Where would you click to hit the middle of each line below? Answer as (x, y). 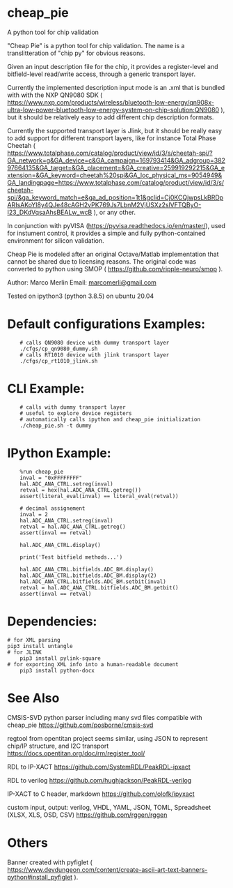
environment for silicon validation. (56, 240)
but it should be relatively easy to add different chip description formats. (111, 117)
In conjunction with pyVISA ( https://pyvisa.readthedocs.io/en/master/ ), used (116, 225)
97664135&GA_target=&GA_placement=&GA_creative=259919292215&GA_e (116, 167)
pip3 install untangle (40, 646)
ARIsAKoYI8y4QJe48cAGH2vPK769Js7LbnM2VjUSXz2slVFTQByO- (104, 204)
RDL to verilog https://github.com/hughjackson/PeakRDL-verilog (99, 780)
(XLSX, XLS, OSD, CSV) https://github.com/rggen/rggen (87, 815)
